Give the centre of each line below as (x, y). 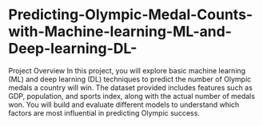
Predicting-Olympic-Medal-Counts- (131, 15)
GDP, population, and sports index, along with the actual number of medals (132, 96)
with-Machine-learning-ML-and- (120, 31)
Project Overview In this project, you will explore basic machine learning (127, 70)
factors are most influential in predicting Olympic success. (104, 112)
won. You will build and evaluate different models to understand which (124, 104)
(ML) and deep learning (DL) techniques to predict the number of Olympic (130, 79)
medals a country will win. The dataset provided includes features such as (131, 87)
